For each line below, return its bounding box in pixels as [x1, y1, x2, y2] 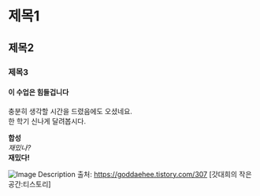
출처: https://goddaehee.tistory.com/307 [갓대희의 [77, 169, 238, 179]
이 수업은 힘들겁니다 [8, 87, 69, 97]
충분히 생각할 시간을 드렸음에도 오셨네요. [8, 106, 132, 116]
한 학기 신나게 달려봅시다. [8, 116, 87, 126]
